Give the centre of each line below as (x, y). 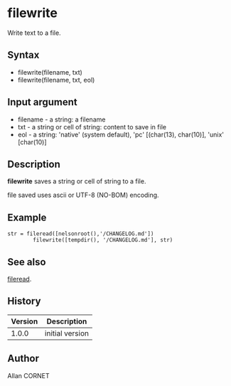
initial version (67, 333)
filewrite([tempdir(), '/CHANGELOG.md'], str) (103, 240)
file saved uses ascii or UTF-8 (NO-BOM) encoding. (83, 195)
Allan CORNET (28, 375)
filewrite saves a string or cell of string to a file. (77, 181)
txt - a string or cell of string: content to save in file (92, 127)
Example (27, 217)
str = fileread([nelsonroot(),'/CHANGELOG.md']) (81, 234)
